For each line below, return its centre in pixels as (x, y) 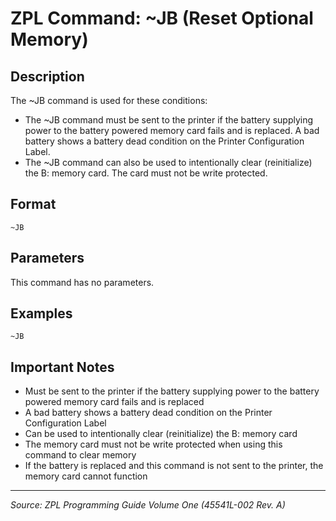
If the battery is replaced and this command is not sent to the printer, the (174, 466)
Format (33, 204)
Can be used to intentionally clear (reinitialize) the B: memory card (161, 434)
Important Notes (62, 367)
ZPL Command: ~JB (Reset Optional (162, 18)
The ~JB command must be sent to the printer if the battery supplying (169, 120)
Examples (41, 313)
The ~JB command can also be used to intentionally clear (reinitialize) (168, 162)
